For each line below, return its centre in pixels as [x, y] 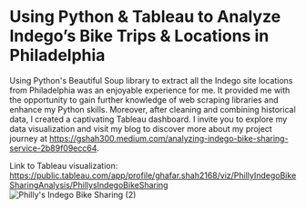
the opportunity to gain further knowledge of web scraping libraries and [144, 100]
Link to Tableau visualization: [64, 165]
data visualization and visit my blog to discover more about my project [141, 128]
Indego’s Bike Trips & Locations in [139, 36]
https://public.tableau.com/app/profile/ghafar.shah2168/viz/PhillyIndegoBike [153, 175]
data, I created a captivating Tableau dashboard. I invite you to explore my [148, 119]
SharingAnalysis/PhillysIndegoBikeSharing [89, 184]
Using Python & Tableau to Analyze [145, 17]
